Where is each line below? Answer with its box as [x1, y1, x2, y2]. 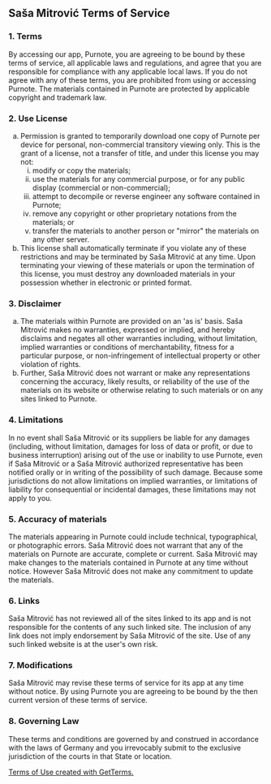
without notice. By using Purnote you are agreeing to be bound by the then [8, 687, 258, 696]
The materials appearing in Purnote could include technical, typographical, [8, 532, 258, 541]
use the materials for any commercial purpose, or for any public [32, 174, 245, 183]
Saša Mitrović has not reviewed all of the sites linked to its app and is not [8, 614, 252, 623]
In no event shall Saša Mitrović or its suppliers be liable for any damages [8, 433, 250, 442]
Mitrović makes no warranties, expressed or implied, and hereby [19, 325, 235, 335]
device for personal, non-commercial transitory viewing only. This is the [19, 140, 261, 149]
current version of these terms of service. [8, 696, 148, 705]
